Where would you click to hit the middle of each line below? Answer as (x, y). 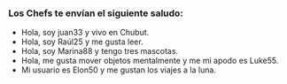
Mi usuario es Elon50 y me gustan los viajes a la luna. (118, 70)
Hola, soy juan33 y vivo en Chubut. (85, 33)
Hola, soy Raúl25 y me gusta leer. (82, 42)
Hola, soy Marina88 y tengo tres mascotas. (100, 51)
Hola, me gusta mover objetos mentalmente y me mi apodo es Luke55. (150, 61)
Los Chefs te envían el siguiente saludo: (96, 13)
